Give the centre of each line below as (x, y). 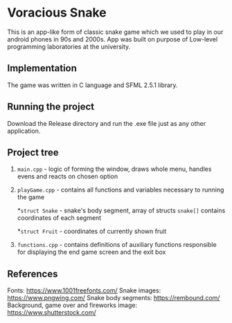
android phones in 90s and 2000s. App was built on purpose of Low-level (113, 39)
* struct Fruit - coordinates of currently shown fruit (92, 231)
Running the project (51, 107)
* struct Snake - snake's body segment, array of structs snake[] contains (121, 211)
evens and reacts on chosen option (68, 176)
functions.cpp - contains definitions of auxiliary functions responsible (117, 245)
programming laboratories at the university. (69, 46)
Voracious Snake (57, 13)
